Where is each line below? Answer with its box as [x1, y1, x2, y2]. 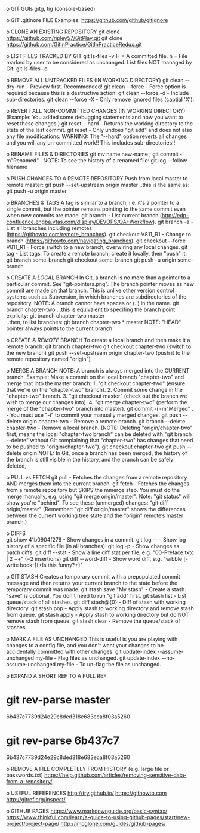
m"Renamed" [6, 157, 39, 164]
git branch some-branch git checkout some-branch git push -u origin [6, 256, 176, 263]
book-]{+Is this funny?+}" [20, 561, 84, 568]
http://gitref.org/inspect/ [6, 795, 66, 803]
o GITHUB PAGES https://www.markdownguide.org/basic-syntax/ [6, 807, 168, 814]
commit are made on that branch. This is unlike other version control [6, 287, 174, 294]
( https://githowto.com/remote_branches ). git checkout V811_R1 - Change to [6, 231, 192, 238]
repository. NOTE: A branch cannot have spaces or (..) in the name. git [6, 300, 179, 306]
